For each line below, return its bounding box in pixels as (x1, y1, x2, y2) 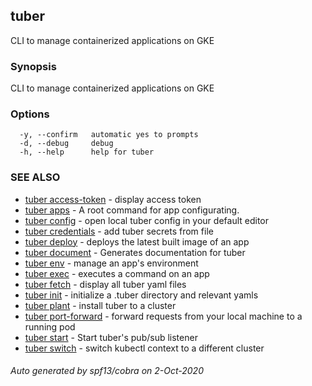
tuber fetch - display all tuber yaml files (24, 278, 187, 290)
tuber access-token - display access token (24, 193, 202, 205)
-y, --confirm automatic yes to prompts (19, 130, 199, 140)
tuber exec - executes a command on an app (24, 267, 210, 279)
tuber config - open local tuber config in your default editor (24, 214, 270, 226)
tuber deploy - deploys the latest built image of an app (24, 235, 250, 248)
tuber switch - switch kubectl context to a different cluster (24, 342, 265, 354)
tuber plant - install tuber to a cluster (24, 299, 177, 311)
